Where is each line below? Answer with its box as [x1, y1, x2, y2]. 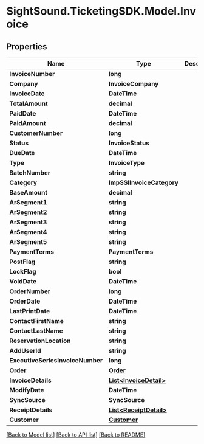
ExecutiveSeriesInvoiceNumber [9, 356, 103, 364]
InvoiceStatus [108, 139, 150, 147]
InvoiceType [108, 159, 144, 167]
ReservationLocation [9, 336, 71, 345]
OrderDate [9, 297, 41, 305]
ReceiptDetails [9, 406, 53, 414]
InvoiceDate [9, 89, 45, 98]
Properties [6, 41, 47, 52]
